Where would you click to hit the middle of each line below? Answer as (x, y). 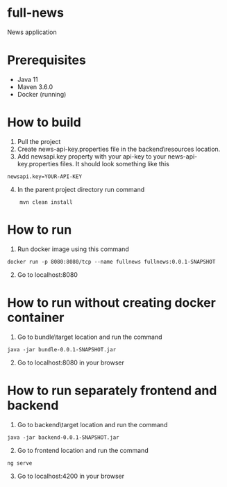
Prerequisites (47, 60)
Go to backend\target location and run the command (92, 424)
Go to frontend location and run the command (83, 450)
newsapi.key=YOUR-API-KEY (44, 176)
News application (32, 32)
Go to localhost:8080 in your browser (71, 362)
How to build (44, 122)
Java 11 (27, 79)
